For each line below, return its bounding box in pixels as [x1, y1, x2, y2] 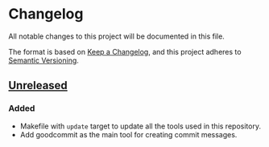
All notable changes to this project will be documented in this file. [8, 31, 226, 41]
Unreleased [8, 79, 68, 92]
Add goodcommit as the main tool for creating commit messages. [19, 129, 238, 139]
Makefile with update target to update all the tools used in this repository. [19, 121, 262, 131]
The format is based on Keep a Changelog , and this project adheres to [8, 47, 242, 56]
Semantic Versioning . [8, 55, 79, 65]
